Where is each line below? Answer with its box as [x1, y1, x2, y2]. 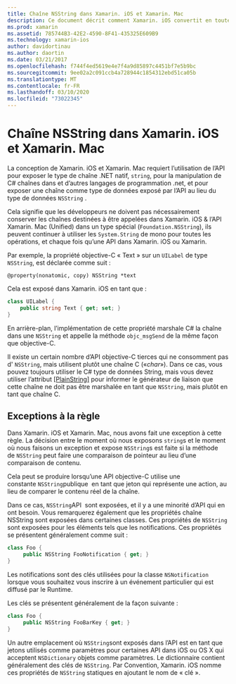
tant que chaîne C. [7, 390, 61, 398]
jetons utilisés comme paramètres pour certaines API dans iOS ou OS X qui [7, 645, 225, 654]
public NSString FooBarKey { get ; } [22, 619, 131, 626]
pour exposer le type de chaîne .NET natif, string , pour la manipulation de [7, 171, 222, 179]
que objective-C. [7, 338, 56, 347]
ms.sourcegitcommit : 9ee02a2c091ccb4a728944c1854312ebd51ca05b [7, 69, 197, 76]
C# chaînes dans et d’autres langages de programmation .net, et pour [7, 179, 209, 187]
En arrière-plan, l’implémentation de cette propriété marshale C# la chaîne [7, 324, 222, 332]
